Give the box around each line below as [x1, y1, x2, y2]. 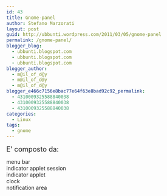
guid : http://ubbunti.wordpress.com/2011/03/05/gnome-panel [6, 32, 162, 38]
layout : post [6, 26, 39, 32]
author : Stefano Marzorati [6, 20, 75, 26]
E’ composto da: [6, 144, 60, 153]
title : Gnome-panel [6, 15, 56, 21]
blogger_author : [6, 65, 47, 72]
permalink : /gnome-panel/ [6, 37, 72, 43]
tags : [6, 122, 20, 128]
